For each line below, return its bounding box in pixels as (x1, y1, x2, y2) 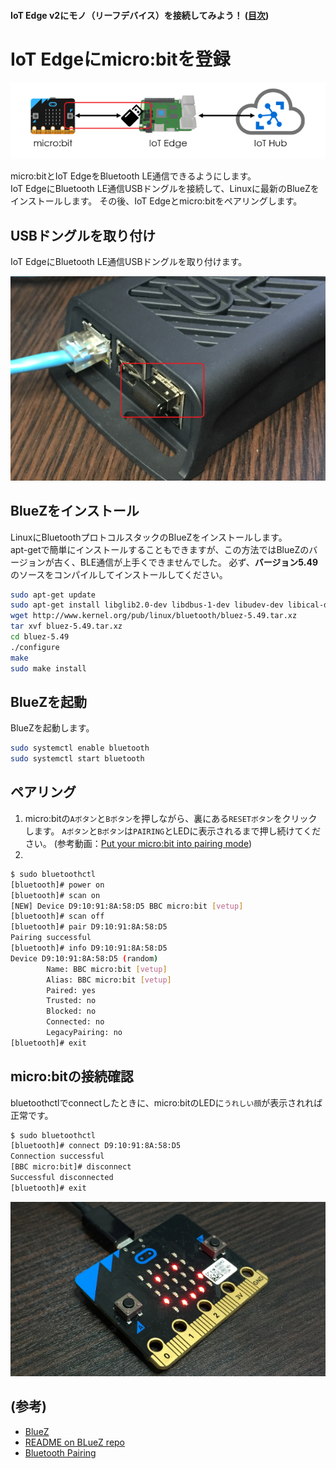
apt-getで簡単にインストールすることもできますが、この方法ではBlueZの (10, 543, 310, 555)
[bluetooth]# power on (10, 880, 105, 890)
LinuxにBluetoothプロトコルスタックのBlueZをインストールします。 (10, 531, 288, 543)
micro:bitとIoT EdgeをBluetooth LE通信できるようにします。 (10, 170, 257, 182)
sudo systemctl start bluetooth (10, 754, 145, 764)
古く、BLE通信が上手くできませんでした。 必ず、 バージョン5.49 (53, 556, 318, 568)
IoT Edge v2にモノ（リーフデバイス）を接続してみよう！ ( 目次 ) (10, 9, 270, 21)
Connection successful (10, 1151, 105, 1162)
